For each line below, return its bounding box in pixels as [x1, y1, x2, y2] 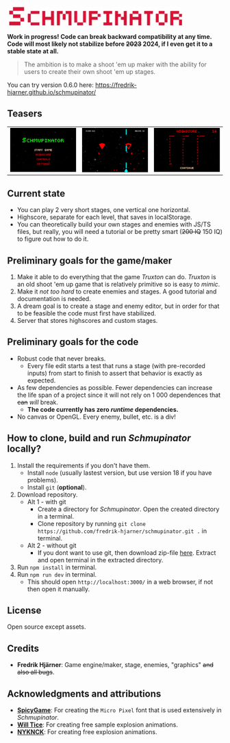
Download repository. [16, 490, 78, 499]
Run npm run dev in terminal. [16, 570, 97, 578]
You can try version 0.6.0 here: [7, 81, 94, 89]
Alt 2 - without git [27, 541, 77, 549]
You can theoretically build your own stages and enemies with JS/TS [16, 220, 211, 229]
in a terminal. [37, 512, 75, 520]
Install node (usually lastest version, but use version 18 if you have [27, 469, 212, 477]
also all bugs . [16, 668, 55, 677]
